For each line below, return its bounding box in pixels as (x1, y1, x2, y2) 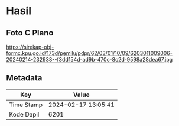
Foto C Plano (6, 28, 54, 38)
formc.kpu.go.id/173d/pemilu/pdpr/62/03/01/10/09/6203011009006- (6, 50, 173, 57)
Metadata (6, 73, 43, 83)
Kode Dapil (9, 110, 40, 118)
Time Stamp (9, 101, 43, 109)
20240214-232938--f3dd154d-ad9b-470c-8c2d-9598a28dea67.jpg (6, 56, 173, 63)
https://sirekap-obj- (6, 43, 54, 50)
